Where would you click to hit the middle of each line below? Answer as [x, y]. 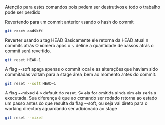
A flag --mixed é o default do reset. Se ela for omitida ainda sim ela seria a [81, 93]
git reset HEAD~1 [23, 60]
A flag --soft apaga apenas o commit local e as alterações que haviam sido [82, 69]
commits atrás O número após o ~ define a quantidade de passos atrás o [80, 45]
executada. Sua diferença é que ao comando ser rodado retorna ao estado [81, 98]
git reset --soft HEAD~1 [31, 83]
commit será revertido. [28, 51]
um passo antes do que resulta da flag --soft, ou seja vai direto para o [76, 103]
